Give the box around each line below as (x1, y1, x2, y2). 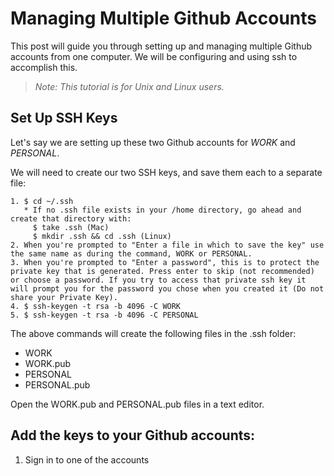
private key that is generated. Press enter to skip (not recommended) (10, 266, 315, 276)
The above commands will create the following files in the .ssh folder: (10, 327, 297, 339)
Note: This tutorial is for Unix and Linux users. (34, 80, 225, 92)
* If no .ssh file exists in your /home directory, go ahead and (23, 205, 302, 215)
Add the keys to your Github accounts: (10, 427, 256, 444)
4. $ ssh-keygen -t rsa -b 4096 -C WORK (10, 301, 182, 311)
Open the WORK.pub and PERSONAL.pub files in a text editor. (10, 398, 265, 410)
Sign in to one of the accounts (24, 453, 150, 466)
